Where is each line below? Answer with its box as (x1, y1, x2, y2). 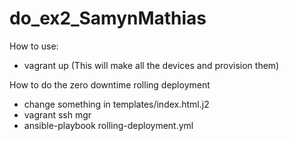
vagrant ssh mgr (23, 108, 92, 121)
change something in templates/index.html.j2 (23, 98, 210, 110)
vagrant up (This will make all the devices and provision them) (23, 59, 280, 71)
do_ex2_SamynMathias (9, 7, 207, 30)
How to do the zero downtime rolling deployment (9, 78, 211, 91)
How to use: (9, 40, 59, 52)
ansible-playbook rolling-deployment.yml (23, 119, 194, 131)
